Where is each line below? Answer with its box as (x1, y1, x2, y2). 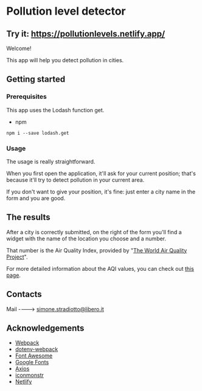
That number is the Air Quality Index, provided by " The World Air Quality (6, 246, 187, 254)
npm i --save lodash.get (6, 130, 69, 136)
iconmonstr (15, 371, 44, 379)
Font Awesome (15, 352, 53, 359)
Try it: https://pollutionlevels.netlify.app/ (6, 29, 165, 39)
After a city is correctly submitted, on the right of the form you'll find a (6, 228, 182, 235)
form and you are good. (6, 194, 66, 202)
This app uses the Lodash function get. (6, 106, 105, 113)
